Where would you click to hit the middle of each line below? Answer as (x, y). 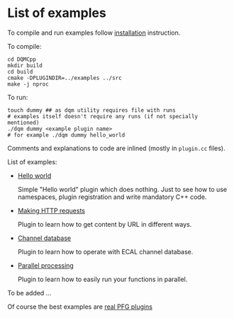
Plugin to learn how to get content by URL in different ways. (105, 224)
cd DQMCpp (22, 59)
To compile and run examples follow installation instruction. (94, 33)
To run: (18, 97)
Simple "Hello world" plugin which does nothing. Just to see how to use (122, 189)
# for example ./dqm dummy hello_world (66, 135)
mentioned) (23, 123)
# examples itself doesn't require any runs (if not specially (103, 116)
